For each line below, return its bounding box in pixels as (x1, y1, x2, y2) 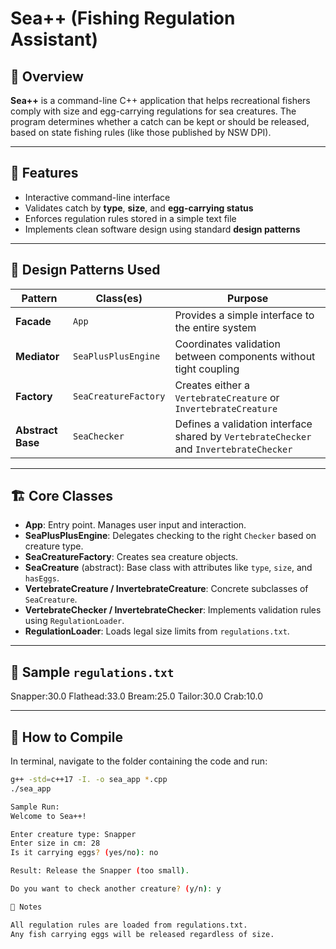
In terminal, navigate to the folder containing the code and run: (10, 755, 268, 767)
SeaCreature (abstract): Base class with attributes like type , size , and (24, 562, 313, 574)
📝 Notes (10, 902, 43, 912)
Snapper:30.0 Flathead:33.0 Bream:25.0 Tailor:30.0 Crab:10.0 (10, 690, 264, 702)
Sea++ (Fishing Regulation (10, 7, 236, 30)
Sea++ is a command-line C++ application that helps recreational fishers (10, 95, 311, 106)
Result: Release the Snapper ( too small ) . (10, 866, 190, 876)
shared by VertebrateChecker (174, 429, 312, 443)
